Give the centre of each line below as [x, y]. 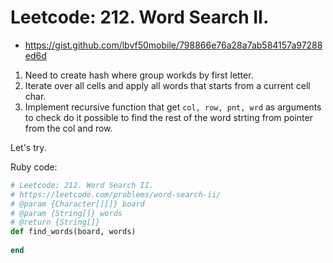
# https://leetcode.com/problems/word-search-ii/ [116, 194]
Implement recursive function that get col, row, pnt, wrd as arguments [173, 107]
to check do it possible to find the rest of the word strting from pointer [168, 117]
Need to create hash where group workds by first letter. [139, 75]
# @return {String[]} [55, 222]
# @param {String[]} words [66, 213]
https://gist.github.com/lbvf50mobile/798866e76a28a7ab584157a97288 [173, 45]
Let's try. [28, 147]
